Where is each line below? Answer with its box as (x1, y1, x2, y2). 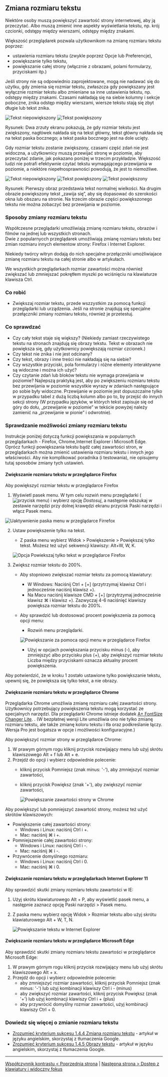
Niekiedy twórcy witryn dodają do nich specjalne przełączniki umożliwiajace (5, 251, 162, 257)
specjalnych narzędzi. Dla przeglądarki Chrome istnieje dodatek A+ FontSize (5, 711, 163, 717)
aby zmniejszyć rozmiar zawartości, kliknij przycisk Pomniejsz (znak (19, 980, 161, 986)
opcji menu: (19, 618, 44, 624)
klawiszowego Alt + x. (12, 969, 58, 975)
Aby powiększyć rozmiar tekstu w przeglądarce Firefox (5, 483, 118, 489)
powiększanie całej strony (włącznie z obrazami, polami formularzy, (12, 63, 152, 69)
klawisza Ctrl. (5, 276, 33, 282)
